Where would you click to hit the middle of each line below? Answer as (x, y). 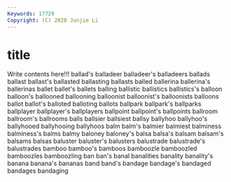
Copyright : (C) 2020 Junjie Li (53, 20)
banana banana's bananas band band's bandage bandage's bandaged (109, 163)
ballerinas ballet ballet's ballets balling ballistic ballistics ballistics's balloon (115, 89)
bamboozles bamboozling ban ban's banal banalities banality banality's (110, 156)
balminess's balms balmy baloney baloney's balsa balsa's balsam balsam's (115, 134)
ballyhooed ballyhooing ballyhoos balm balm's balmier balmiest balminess (114, 126)
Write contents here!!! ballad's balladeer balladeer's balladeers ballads (109, 74)
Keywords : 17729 (31, 14)
